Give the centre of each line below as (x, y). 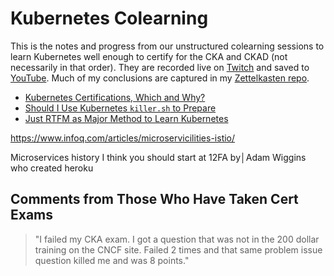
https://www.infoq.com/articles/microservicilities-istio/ (123, 138)
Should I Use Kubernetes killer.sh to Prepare (120, 108)
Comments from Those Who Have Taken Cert (154, 199)
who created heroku (52, 168)
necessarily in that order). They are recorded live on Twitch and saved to (160, 67)
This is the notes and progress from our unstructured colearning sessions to (167, 46)
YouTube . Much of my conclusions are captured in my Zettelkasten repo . (160, 78)
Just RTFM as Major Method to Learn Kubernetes (126, 118)
